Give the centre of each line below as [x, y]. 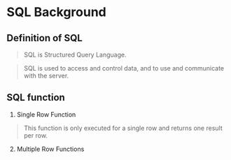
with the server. [46, 75]
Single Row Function [46, 114]
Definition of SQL [45, 38]
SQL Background [56, 12]
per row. [36, 135]
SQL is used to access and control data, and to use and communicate [124, 68]
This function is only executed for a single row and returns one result [123, 128]
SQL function [36, 97]
